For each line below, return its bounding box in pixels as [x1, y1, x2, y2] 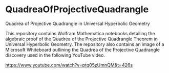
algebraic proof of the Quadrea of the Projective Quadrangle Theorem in [5, 36, 158, 42]
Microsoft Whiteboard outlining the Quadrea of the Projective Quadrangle [5, 46, 160, 53]
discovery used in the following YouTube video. [5, 52, 105, 58]
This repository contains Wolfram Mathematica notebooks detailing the [5, 30, 155, 36]
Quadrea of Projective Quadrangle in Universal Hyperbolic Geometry [5, 20, 150, 27]
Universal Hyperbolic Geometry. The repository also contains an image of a [5, 41, 164, 47]
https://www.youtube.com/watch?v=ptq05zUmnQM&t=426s [5, 62, 133, 68]
